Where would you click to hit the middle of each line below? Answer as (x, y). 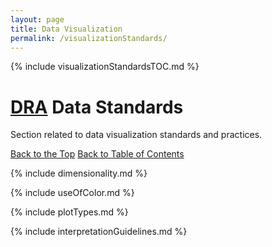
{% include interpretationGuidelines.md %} (99, 232)
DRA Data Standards (97, 107)
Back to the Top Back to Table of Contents (97, 154)
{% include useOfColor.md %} (72, 193)
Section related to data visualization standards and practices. (136, 135)
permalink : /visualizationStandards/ (89, 38)
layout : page (37, 19)
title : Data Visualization (66, 29)
